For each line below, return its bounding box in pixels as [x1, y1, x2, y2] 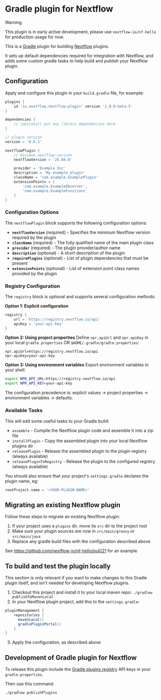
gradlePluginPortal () [17, 621, 62, 626]
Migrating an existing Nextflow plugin [5, 501, 121, 509]
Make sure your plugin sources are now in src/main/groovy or [12, 528, 135, 534]
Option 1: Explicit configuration [5, 303, 69, 309]
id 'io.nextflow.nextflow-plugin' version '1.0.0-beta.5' [14, 104, 133, 109]
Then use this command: [5, 681, 55, 687]
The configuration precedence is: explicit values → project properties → [5, 390, 148, 396]
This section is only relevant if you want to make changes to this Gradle [5, 575, 147, 581]
